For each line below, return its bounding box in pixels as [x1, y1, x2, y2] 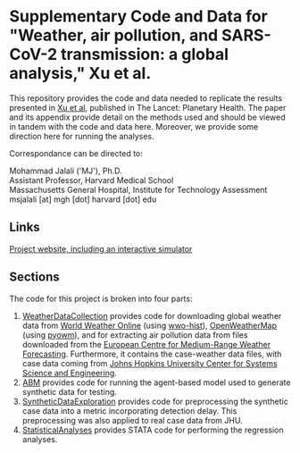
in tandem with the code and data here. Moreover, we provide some [9, 121, 259, 131]
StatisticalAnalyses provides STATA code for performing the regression [21, 424, 284, 435]
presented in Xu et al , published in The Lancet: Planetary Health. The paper [9, 102, 287, 113]
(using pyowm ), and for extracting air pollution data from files [21, 329, 248, 340]
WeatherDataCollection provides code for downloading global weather [21, 310, 282, 321]
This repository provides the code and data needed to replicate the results [9, 92, 283, 104]
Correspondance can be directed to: [9, 147, 143, 158]
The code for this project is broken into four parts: [9, 293, 193, 304]
